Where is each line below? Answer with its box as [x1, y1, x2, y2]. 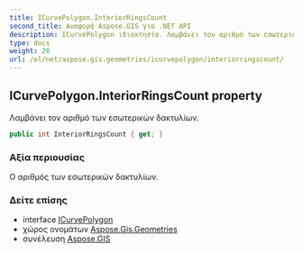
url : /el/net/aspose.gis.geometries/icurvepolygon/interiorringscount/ [9, 55, 284, 64]
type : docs [9, 38, 50, 48]
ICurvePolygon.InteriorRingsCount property [9, 88, 263, 104]
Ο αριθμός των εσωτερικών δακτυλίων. [9, 171, 159, 182]
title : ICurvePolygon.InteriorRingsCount [9, 13, 168, 23]
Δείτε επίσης [9, 194, 68, 206]
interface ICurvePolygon [22, 214, 114, 225]
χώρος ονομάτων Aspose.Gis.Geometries [22, 224, 178, 235]
